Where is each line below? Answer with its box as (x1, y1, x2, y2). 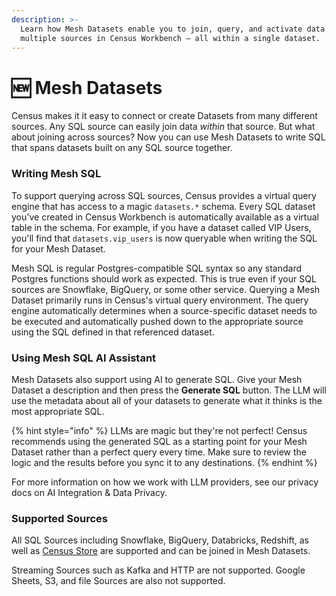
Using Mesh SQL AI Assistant (11, 351, 157, 365)
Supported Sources (11, 511, 109, 525)
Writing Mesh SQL (11, 167, 102, 181)
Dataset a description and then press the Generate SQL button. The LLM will (11, 384, 327, 396)
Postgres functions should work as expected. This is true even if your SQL (11, 272, 317, 285)
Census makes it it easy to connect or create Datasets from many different (11, 110, 318, 122)
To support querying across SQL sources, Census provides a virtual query (11, 189, 317, 201)
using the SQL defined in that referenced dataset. (11, 326, 215, 338)
